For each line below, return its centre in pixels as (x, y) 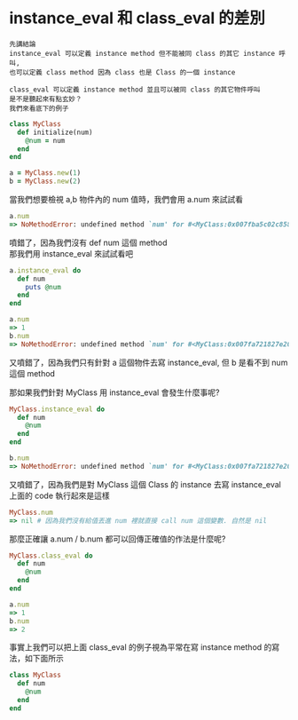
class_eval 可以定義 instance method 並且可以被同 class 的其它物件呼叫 (135, 90)
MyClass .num (31, 512)
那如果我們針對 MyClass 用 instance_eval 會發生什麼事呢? (114, 392)
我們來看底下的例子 (39, 108)
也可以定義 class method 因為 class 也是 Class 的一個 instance (122, 72)
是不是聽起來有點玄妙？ (46, 99)
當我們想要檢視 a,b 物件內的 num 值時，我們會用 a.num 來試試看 (126, 200)
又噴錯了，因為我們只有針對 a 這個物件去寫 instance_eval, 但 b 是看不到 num (149, 362)
